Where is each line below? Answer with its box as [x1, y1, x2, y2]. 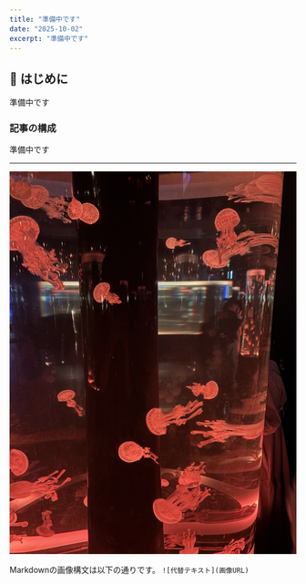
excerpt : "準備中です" [9, 34, 89, 43]
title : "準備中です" [9, 15, 80, 24]
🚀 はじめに [9, 71, 68, 87]
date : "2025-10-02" [9, 24, 84, 34]
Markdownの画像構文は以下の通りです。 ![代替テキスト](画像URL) [9, 565, 250, 576]
